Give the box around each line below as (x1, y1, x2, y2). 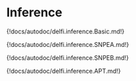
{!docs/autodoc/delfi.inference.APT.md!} (6, 67, 121, 75)
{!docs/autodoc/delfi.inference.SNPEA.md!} (6, 40, 129, 48)
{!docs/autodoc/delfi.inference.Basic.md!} (6, 27, 125, 35)
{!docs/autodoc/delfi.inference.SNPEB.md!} (6, 53, 129, 62)
